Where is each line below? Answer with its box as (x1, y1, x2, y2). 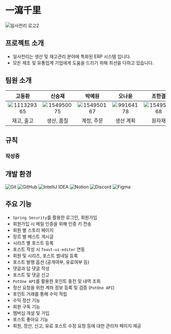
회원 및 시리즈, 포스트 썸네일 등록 (12, 252, 78, 259)
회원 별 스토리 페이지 (12, 227, 54, 233)
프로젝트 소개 (5, 39, 44, 47)
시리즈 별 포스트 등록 (12, 240, 54, 246)
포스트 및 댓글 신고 (12, 271, 50, 278)
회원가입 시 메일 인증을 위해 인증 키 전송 (12, 220, 92, 227)
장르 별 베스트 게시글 (12, 233, 54, 240)
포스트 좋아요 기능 (12, 316, 48, 322)
